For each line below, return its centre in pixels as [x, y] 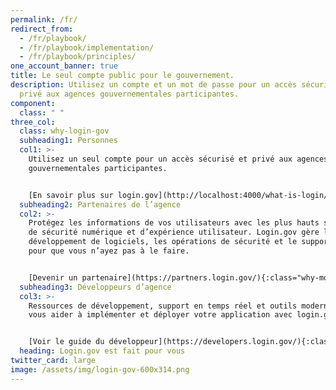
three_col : [33, 122]
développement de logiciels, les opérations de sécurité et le [163, 242]
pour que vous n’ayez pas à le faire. [109, 251]
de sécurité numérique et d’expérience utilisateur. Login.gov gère [174, 232]
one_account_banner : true [64, 66]
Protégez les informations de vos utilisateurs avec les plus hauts [174, 223]
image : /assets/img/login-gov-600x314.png [100, 369]
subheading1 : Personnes [68, 141]
